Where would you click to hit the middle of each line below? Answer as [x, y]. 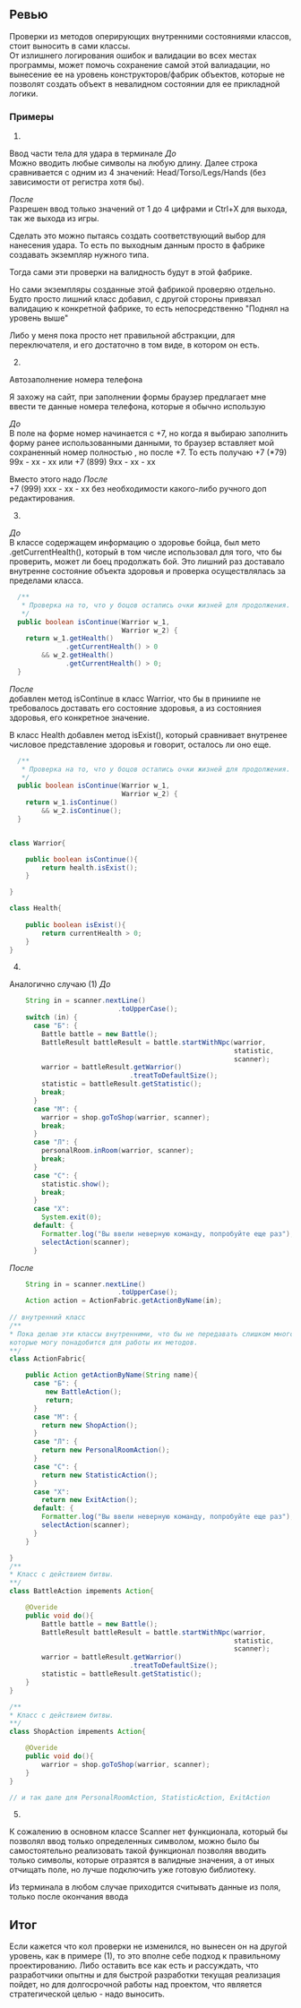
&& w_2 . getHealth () [78, 656]
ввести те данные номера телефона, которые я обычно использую [138, 407]
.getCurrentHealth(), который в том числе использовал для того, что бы [146, 552]
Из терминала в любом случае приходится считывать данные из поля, [145, 1887]
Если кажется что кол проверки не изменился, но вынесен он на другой [148, 1946]
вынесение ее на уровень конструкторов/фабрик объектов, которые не [147, 74]
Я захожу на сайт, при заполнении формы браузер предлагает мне [138, 397]
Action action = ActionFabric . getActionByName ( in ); [124, 1301]
